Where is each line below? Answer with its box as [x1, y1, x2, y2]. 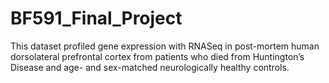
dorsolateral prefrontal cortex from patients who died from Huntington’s [10, 50, 305, 62]
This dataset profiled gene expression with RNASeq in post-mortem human [10, 40, 320, 52]
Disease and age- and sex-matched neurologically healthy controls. [10, 61, 290, 73]
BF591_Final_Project [10, 7, 183, 30]
